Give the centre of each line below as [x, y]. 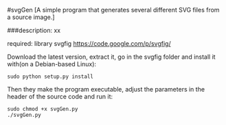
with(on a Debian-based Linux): [52, 64]
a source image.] [31, 17]
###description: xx [34, 30]
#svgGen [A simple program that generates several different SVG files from [113, 10]
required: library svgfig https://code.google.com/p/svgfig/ [89, 43]
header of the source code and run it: [60, 96]
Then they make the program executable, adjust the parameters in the [106, 89]
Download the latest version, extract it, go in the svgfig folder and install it [111, 57]
